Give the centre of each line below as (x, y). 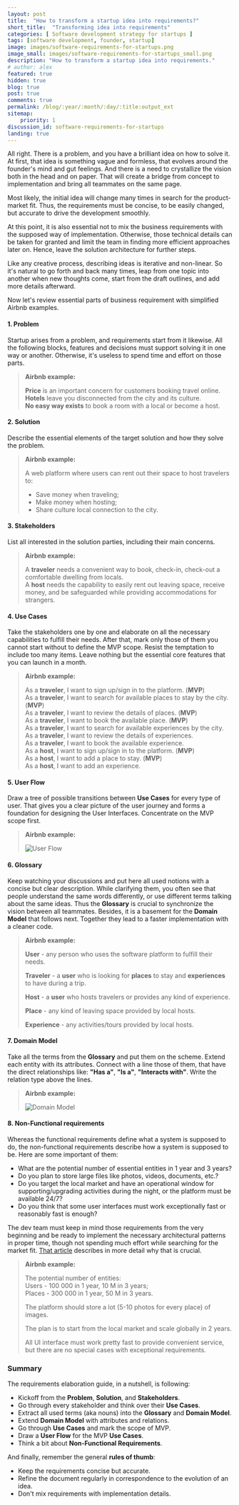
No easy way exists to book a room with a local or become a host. (122, 406)
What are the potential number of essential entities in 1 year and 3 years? (124, 1168)
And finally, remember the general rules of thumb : (81, 1457)
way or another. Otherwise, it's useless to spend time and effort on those (115, 355)
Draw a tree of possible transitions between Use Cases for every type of (114, 798)
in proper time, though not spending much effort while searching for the (113, 1243)
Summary (25, 1368)
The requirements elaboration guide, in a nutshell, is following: (99, 1384)
